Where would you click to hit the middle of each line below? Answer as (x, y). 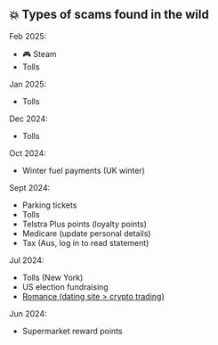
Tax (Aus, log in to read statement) (85, 242)
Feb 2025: (28, 36)
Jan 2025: (28, 84)
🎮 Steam (39, 53)
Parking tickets (49, 205)
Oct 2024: (28, 153)
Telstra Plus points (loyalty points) (84, 224)
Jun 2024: (28, 313)
